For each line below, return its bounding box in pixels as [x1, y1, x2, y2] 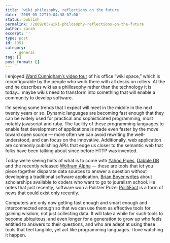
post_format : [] [5, 59, 40, 64]
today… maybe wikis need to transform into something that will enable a [5, 89, 156, 95]
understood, [5, 137, 31, 143]
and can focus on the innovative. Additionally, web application [31, 137, 161, 143]
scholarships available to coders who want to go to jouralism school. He [5, 179, 156, 185]
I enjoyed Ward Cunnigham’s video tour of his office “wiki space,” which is [5, 73, 160, 79]
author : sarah [5, 26, 36, 31]
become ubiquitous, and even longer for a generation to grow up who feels [5, 216, 162, 222]
